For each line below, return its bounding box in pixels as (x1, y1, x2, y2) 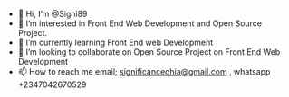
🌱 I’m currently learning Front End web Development (17, 37, 214, 48)
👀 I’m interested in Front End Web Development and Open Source (17, 18, 263, 29)
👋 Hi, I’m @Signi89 (17, 9, 88, 19)
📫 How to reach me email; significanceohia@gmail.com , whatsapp (17, 66, 271, 76)
